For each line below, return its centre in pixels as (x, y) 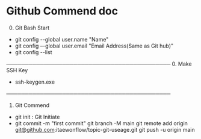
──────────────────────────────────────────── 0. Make (99, 64)
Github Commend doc (62, 11)
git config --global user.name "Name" (62, 39)
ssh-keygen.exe (35, 82)
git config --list (33, 52)
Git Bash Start (32, 28)
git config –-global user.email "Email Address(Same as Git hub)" (94, 46)
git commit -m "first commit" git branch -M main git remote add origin (101, 123)
